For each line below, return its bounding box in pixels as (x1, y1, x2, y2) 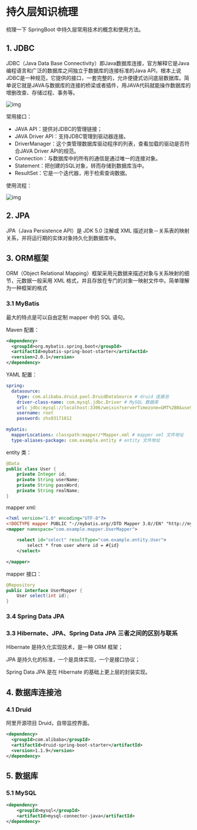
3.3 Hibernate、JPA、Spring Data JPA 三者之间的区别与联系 (6, 629, 178, 637)
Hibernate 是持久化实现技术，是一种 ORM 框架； (6, 644, 123, 651)
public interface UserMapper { (6, 587, 83, 593)
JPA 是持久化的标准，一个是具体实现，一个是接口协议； (6, 656, 141, 663)
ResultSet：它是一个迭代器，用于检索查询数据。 (14, 169, 131, 176)
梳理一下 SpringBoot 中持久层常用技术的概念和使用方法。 (6, 26, 144, 33)
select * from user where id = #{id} (27, 543, 119, 549)
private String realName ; (16, 488, 80, 494)
